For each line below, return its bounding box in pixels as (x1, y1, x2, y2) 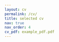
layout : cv (4, 7, 27, 12)
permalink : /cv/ (4, 12, 37, 16)
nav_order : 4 (4, 25, 31, 30)
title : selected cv (4, 16, 44, 21)
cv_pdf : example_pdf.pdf (4, 29, 55, 34)
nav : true (4, 20, 25, 26)
